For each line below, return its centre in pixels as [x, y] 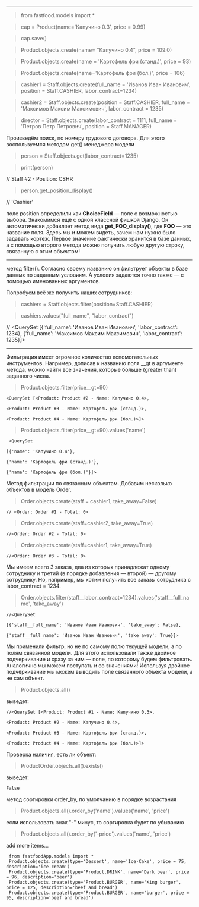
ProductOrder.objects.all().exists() [62, 766]
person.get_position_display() [57, 190]
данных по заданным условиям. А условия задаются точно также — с [95, 275]
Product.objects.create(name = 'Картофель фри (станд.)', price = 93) [106, 61]
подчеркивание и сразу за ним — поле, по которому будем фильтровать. [99, 659]
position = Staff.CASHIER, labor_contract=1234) [79, 91]
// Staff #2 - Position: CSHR [40, 179]
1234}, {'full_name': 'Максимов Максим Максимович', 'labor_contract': [94, 333]
